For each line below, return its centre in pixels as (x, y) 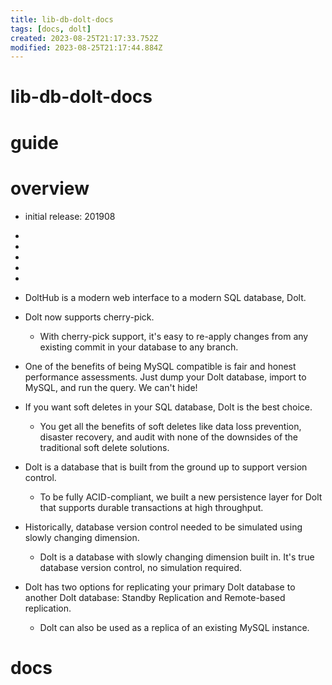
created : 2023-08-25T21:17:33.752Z (84, 38)
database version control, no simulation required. (141, 567)
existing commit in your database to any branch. (139, 347)
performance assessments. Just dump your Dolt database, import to (165, 377)
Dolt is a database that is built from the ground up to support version (166, 467)
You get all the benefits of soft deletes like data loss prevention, (170, 426)
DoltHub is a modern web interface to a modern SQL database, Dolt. (165, 297)
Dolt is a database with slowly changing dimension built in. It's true (177, 557)
